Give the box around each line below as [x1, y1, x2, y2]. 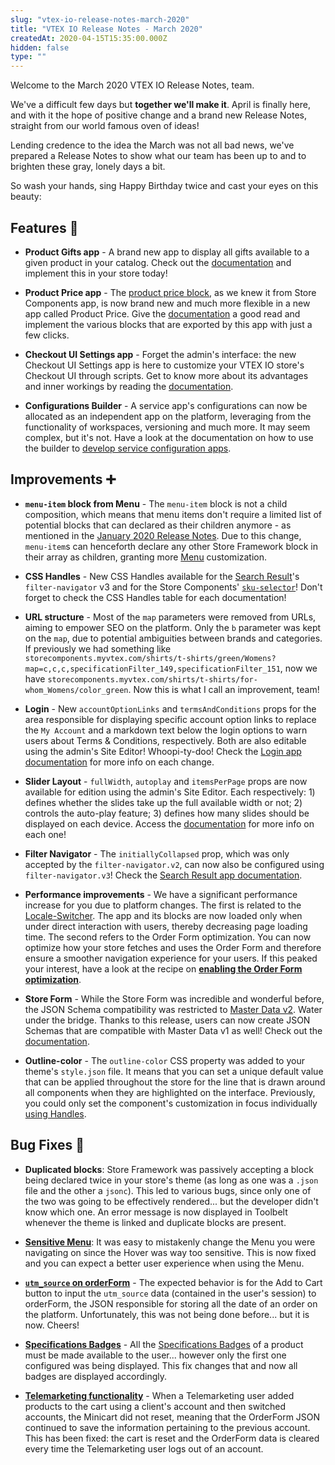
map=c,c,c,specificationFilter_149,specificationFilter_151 [24, 664, 281, 674]
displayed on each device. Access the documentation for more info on [24, 817, 315, 830]
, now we [279, 662, 318, 674]
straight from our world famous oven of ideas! [10, 120, 200, 132]
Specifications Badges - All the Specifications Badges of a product [24, 1338, 304, 1350]
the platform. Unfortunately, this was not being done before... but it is [24, 1308, 310, 1320]
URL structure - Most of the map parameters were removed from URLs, [24, 611, 317, 623]
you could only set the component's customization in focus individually [24, 1097, 318, 1109]
